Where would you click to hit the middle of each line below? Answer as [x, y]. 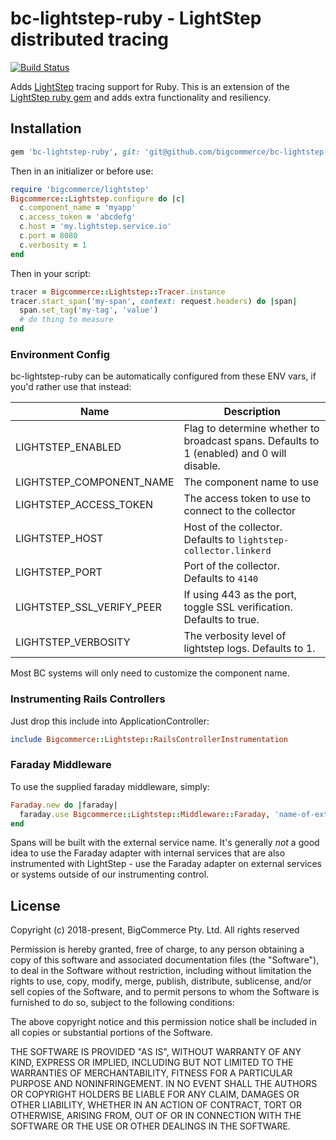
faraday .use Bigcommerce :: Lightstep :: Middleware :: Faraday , [145, 814]
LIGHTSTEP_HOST [59, 539]
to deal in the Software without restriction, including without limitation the [161, 971]
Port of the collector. [232, 566]
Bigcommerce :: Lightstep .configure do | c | [98, 198]
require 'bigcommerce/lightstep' [80, 189]
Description [252, 412]
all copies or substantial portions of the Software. [111, 1033]
